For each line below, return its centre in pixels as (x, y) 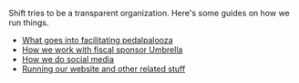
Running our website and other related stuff (103, 69)
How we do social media (68, 59)
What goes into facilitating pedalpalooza (98, 40)
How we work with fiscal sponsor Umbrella (102, 50)
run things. (29, 23)
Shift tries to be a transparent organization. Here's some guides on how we (149, 13)
